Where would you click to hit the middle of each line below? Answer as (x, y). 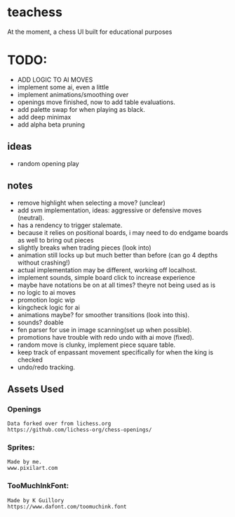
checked (30, 359)
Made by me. (25, 462)
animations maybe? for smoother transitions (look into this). (103, 314)
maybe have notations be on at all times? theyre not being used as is (116, 285)
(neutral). (31, 217)
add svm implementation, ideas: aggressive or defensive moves (109, 210)
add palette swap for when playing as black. (81, 109)
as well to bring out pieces (55, 240)
